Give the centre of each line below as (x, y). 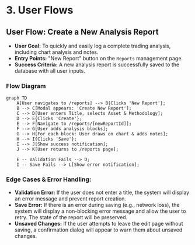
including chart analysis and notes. (56, 52)
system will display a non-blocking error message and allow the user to (100, 211)
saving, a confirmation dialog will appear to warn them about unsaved (98, 230)
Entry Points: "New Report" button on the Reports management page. (98, 58)
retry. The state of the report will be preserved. (71, 217)
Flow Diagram (26, 86)
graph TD (17, 98)
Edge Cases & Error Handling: (49, 179)
